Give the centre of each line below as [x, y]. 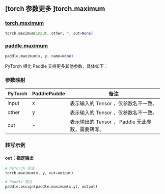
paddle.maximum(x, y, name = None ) [39, 56]
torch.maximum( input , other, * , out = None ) [49, 33]
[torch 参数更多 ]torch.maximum [55, 9]
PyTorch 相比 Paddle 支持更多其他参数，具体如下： [57, 66]
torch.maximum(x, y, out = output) [39, 173]
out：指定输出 [19, 158]
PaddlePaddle [49, 94]
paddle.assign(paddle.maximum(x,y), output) [51, 186]
